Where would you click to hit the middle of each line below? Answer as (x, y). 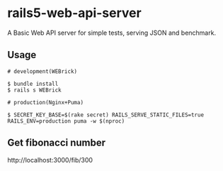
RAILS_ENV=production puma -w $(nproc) (66, 121)
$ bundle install (33, 84)
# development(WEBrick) (42, 71)
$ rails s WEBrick (34, 90)
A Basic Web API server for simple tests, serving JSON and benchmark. (112, 33)
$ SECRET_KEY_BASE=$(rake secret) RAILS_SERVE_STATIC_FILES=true (105, 115)
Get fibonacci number (57, 143)
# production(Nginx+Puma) (45, 102)
